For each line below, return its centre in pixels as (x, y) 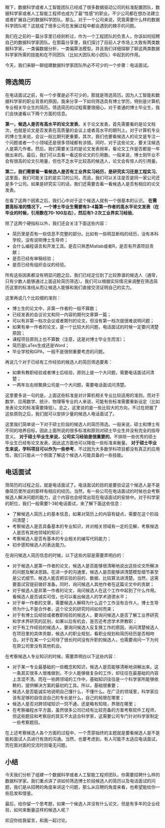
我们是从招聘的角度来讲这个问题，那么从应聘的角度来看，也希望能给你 (84, 787)
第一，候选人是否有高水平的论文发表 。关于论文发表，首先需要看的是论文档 (80, 124)
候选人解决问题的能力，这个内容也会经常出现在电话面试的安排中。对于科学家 (82, 497)
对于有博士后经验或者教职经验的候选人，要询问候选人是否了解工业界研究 (85, 615)
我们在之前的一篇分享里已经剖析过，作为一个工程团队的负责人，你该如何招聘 (82, 36)
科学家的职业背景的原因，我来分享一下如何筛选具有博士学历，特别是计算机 (84, 101)
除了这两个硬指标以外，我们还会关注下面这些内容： (57, 223)
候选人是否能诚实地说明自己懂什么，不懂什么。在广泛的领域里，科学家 (83, 691)
